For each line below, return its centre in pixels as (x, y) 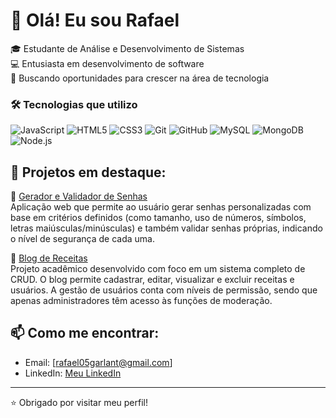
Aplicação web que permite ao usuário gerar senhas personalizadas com (161, 207)
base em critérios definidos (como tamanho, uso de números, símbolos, (158, 218)
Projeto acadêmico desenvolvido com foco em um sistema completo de (158, 269)
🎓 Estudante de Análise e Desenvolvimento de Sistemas (127, 48)
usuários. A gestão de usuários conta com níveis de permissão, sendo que (164, 290)
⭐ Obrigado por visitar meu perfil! (79, 402)
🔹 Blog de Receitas (49, 258)
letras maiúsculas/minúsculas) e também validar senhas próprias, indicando (166, 228)
